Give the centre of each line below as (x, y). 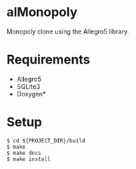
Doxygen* (31, 94)
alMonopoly (42, 12)
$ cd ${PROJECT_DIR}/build (46, 140)
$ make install (29, 159)
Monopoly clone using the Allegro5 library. (68, 31)
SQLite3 (28, 86)
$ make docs (24, 153)
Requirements (48, 60)
